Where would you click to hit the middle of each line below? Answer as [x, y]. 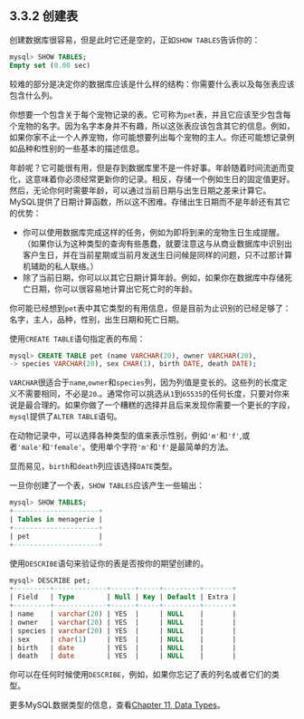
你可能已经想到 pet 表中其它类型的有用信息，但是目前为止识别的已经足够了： [150, 308]
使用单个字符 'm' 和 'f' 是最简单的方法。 [161, 447]
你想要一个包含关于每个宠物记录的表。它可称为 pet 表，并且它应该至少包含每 [150, 114]
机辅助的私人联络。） [60, 266]
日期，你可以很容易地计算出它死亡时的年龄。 [114, 289]
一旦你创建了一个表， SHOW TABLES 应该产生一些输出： [107, 485]
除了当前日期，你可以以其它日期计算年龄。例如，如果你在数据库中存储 [153, 277]
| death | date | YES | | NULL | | [123, 656]
